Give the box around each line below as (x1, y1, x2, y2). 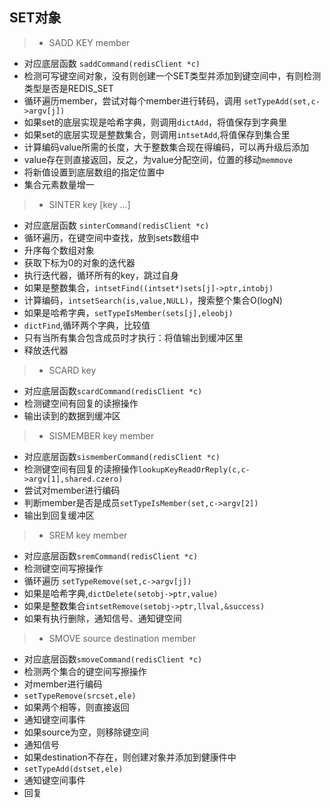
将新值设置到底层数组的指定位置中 (23, 166, 165, 178)
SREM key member (48, 529, 128, 541)
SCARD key (48, 364, 97, 376)
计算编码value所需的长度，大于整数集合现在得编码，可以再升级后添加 (23, 141, 310, 153)
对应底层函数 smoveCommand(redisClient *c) (23, 653, 203, 665)
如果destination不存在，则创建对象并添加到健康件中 (23, 751, 237, 763)
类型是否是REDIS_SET (23, 82, 114, 94)
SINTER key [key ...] (48, 198, 131, 210)
